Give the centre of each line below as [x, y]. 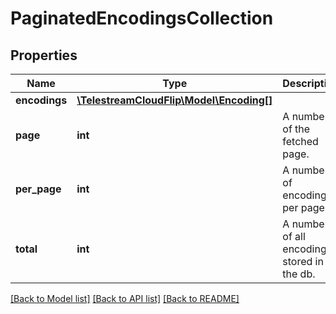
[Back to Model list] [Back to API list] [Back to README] [125, 298]
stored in [303, 261]
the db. [299, 274]
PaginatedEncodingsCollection [142, 18]
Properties [44, 55]
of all [294, 236]
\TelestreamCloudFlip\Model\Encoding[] [174, 100]
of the [296, 129]
